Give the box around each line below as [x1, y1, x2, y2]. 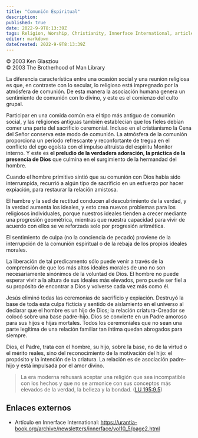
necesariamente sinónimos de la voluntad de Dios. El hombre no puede [6, 270, 179, 277]
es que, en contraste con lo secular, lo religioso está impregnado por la [6, 81, 179, 88]
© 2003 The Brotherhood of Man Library [6, 64, 105, 71]
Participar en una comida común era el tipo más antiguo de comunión [6, 111, 175, 118]
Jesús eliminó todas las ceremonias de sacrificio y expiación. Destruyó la [6, 294, 184, 301]
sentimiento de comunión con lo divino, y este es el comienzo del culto [6, 94, 179, 101]
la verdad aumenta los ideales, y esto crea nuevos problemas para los [6, 203, 176, 210]
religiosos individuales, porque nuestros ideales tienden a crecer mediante [6, 210, 187, 217]
